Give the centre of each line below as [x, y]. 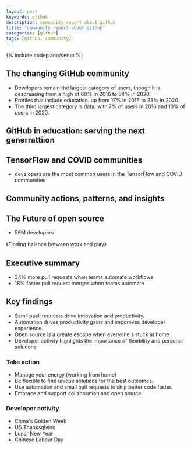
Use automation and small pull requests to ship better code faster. [93, 387]
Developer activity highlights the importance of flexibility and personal [99, 340]
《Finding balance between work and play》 [56, 244]
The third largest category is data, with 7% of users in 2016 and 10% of [100, 106]
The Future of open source [55, 218]
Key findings [30, 302]
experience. [29, 328]
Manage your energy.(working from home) [66, 375]
